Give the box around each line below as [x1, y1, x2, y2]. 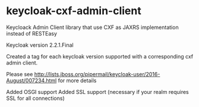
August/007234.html [6, 77, 57, 84]
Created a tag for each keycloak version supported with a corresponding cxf [6, 53, 194, 60]
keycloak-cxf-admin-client [6, 4, 141, 18]
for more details [58, 77, 97, 84]
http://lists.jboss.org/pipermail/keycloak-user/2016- [34, 70, 160, 77]
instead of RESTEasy [6, 30, 58, 37]
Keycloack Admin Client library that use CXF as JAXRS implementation [6, 24, 179, 31]
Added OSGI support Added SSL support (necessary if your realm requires [6, 88, 189, 95]
